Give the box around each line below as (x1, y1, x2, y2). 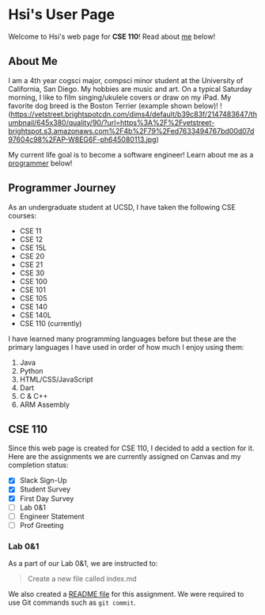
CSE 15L (19, 243, 47, 252)
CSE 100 (19, 276, 47, 286)
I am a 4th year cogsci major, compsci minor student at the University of (8, 75, 244, 85)
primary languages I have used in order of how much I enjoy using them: (8, 342, 244, 351)
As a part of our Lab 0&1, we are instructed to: (8, 559, 158, 568)
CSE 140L (19, 310, 51, 320)
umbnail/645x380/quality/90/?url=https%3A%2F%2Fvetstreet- (8, 117, 215, 127)
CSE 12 (19, 234, 44, 244)
